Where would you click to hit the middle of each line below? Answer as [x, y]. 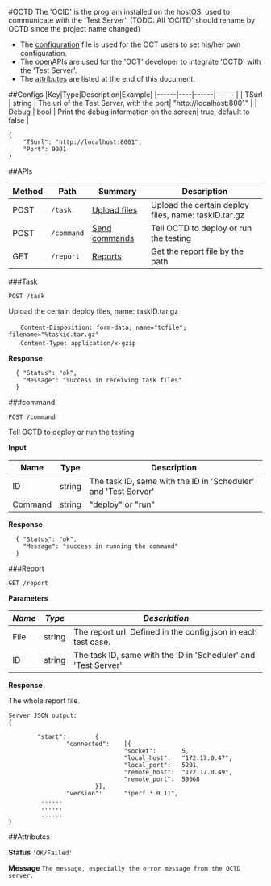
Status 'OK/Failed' [40, 852]
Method [28, 191]
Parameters [28, 598]
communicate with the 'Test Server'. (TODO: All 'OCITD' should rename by [132, 20]
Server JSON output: [43, 715]
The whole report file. [44, 701]
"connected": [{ [98, 744]
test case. [92, 642]
